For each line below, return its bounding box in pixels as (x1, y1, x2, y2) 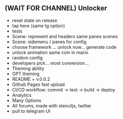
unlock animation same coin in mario (12, 49, 89, 55)
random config (12, 55, 43, 61)
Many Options (12, 97, 41, 103)
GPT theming (12, 70, 40, 77)
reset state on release (12, 17, 57, 23)
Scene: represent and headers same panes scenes (12, 33, 118, 39)
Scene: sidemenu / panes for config (12, 39, 87, 45)
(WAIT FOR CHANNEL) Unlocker (5, 4, 107, 13)
